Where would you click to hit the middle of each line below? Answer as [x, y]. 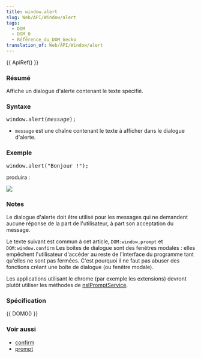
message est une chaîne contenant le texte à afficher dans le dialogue [100, 131]
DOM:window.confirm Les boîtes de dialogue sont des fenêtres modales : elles [101, 248]
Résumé [19, 77]
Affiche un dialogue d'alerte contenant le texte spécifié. [75, 91]
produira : [18, 177]
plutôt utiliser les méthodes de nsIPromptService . [67, 285]
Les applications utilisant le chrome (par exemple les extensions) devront [97, 279]
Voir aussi [21, 329]
